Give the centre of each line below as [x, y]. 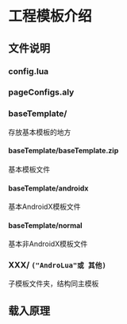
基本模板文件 [29, 169]
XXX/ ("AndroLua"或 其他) [58, 265]
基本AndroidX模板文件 [44, 206]
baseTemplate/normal [45, 225]
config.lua [29, 71]
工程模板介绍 [50, 16]
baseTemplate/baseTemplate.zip [63, 151]
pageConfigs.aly [41, 92]
